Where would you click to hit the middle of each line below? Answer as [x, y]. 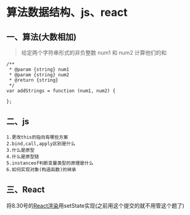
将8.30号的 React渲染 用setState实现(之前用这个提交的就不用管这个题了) [95, 205]
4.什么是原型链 [23, 157]
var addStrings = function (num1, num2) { [61, 91]
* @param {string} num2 [39, 75]
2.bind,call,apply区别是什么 [41, 144]
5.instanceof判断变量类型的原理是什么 [50, 163]
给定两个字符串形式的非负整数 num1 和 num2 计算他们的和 [94, 53]
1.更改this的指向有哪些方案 [37, 137]
